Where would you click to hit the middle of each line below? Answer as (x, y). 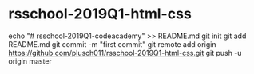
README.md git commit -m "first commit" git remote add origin (112, 44)
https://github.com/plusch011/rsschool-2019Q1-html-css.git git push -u (125, 53)
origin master (30, 61)
